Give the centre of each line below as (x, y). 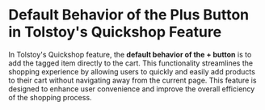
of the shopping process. (50, 97)
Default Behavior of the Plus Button (129, 15)
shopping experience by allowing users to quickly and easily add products (132, 71)
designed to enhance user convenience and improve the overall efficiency (132, 89)
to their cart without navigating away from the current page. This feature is (132, 80)
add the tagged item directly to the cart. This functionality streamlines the (130, 63)
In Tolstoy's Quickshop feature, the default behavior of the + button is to (130, 54)
